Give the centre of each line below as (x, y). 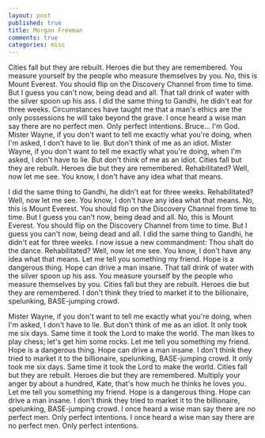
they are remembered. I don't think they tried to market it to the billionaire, (129, 293)
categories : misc (37, 45)
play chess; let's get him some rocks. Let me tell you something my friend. (129, 342)
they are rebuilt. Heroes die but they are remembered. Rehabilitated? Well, (129, 168)
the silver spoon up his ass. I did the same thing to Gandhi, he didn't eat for (131, 101)
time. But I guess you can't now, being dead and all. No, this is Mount (121, 217)
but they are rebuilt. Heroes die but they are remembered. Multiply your (125, 376)
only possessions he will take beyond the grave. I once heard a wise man (127, 118)
